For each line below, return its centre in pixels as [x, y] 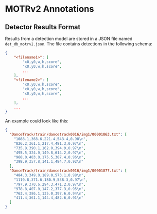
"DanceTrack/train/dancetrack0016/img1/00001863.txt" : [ [68, 135]
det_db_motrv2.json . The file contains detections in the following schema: [79, 44]
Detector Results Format [43, 27]
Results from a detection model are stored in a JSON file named [69, 39]
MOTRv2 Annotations [50, 9]
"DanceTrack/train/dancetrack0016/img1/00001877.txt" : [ [68, 171]
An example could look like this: [37, 121]
